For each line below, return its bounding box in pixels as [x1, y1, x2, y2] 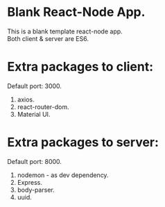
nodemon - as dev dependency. [17, 171, 109, 179]
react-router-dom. [17, 102, 69, 111]
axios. [17, 95, 35, 104]
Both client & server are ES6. [7, 34, 89, 42]
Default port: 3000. [7, 81, 62, 90]
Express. [17, 178, 43, 186]
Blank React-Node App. [7, 4, 146, 20]
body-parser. [17, 185, 55, 194]
